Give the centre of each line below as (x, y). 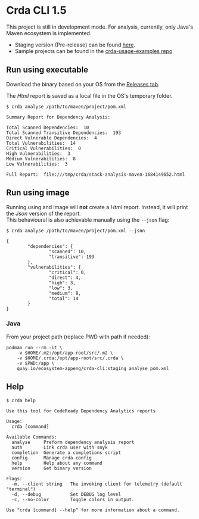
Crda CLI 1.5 (36, 10)
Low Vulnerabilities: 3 (37, 164)
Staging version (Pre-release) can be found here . (75, 45)
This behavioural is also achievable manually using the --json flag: (88, 220)
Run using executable (47, 70)
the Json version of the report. (44, 213)
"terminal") (21, 489)
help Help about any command (57, 463)
